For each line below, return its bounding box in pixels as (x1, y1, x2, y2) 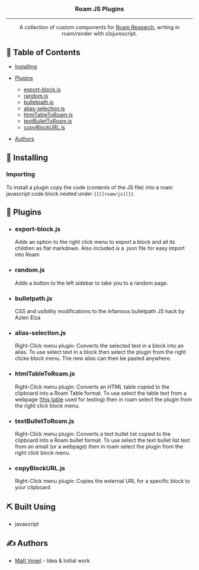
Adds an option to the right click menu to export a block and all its (14, 238, 176, 246)
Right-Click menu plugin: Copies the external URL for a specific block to (14, 477, 191, 485)
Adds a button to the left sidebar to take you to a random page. (14, 279, 169, 286)
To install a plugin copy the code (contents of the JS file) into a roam (6, 183, 173, 191)
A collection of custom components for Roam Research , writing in (19, 24, 180, 31)
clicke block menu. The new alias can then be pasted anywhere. (14, 355, 172, 362)
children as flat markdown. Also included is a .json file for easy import (14, 245, 185, 252)
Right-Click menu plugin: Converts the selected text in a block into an (14, 342, 184, 349)
